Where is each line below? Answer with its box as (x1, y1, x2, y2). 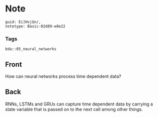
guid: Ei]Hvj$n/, (5, 19, 41, 24)
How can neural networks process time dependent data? (5, 73, 122, 80)
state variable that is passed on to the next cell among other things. (5, 106, 143, 112)
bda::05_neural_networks (5, 47, 57, 52)
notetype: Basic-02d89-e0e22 (5, 23, 66, 29)
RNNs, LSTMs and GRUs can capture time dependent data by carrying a (5, 101, 153, 107)
